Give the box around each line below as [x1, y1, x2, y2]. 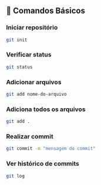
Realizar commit [6, 133, 54, 140]
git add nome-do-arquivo [6, 92, 67, 97]
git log [6, 173, 25, 179]
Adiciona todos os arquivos [6, 105, 86, 113]
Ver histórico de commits [6, 160, 79, 168]
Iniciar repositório [6, 23, 58, 32]
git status [6, 64, 33, 70]
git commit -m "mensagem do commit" [6, 146, 96, 152]
